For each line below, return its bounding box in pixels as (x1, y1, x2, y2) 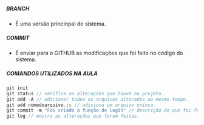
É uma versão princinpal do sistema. (15, 20, 106, 27)
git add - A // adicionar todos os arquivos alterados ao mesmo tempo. (6, 96, 189, 103)
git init (6, 85, 29, 91)
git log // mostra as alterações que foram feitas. (6, 113, 140, 120)
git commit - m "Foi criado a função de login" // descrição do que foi (6, 107, 191, 113)
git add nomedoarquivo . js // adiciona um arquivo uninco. (6, 102, 156, 108)
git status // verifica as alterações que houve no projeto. (6, 90, 165, 96)
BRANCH (6, 5, 30, 12)
